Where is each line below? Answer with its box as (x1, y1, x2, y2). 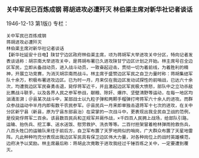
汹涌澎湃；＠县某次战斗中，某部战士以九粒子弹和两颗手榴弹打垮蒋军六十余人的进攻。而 (6, 97, 189, 103)
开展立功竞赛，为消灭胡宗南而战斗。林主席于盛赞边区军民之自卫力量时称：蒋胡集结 (14, 71, 189, 77)
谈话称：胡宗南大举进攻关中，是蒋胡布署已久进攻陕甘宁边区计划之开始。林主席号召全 (10, 58, 189, 64)
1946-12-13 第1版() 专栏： (6, 20, 69, 27)
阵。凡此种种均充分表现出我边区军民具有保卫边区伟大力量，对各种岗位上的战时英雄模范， (6, 134, 193, 141)
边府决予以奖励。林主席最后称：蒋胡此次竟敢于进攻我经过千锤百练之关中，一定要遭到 (6, 141, 184, 147)
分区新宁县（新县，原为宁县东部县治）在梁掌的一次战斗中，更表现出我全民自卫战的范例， (6, 109, 193, 115)
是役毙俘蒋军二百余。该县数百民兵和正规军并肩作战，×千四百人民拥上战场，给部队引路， (6, 115, 191, 122)
